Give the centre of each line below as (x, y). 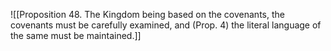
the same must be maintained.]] (76, 35)
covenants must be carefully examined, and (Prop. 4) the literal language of (166, 25)
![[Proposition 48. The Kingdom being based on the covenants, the (147, 14)
